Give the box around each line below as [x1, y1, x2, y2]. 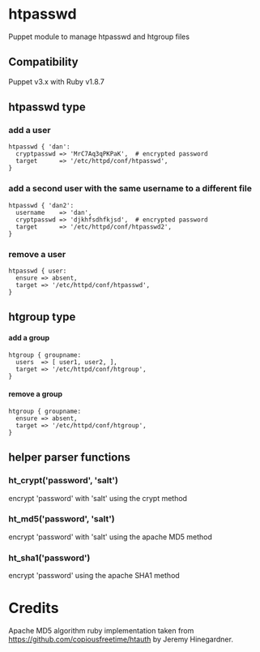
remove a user [8, 248, 66, 260]
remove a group [8, 389, 63, 399]
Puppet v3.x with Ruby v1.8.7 [8, 76, 105, 86]
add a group [8, 333, 50, 343]
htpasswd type [8, 101, 87, 114]
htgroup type [8, 310, 76, 324]
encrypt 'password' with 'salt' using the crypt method [8, 493, 188, 503]
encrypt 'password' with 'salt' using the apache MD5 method [8, 532, 213, 542]
